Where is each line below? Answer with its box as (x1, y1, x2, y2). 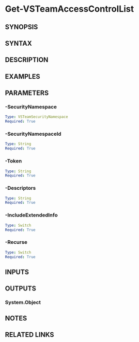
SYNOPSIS (5, 23, 38, 31)
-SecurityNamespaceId (5, 130, 62, 137)
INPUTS (5, 268, 29, 276)
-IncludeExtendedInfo (5, 212, 58, 218)
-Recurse (5, 239, 28, 246)
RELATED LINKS (5, 330, 54, 339)
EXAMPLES (5, 72, 40, 81)
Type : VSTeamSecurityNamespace (5, 114, 68, 120)
